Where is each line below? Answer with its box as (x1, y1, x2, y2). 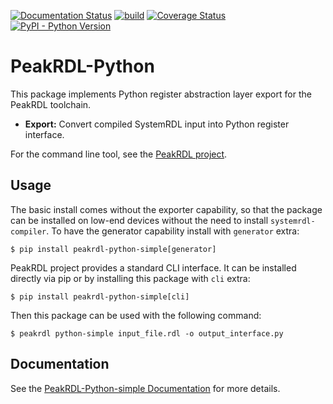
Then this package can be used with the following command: (10, 309, 262, 321)
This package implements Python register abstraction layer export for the (10, 88, 312, 100)
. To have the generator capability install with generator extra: (46, 225, 300, 237)
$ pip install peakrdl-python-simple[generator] (10, 244, 217, 254)
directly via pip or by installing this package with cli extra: (10, 272, 251, 284)
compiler (10, 226, 47, 237)
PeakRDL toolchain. (10, 98, 92, 110)
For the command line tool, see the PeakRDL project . (10, 148, 228, 160)
